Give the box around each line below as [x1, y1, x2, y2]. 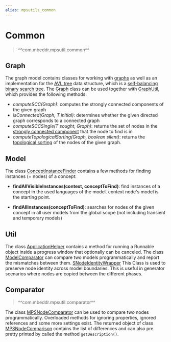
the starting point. [12, 194, 51, 200]
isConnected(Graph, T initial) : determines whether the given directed [12, 112, 158, 118]
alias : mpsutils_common [5, 7, 56, 13]
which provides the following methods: [5, 91, 87, 97]
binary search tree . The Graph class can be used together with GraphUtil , [5, 86, 160, 92]
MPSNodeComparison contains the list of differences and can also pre [5, 325, 154, 331]
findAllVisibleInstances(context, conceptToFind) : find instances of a [12, 183, 160, 190]
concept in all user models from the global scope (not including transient [12, 210, 166, 216]
